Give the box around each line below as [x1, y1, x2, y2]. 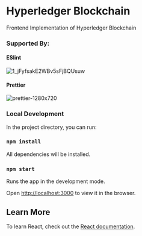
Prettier [6, 81, 26, 88]
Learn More [6, 206, 51, 217]
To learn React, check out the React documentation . [6, 223, 135, 230]
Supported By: [6, 39, 50, 48]
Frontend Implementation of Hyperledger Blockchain [6, 24, 137, 31]
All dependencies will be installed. [6, 151, 91, 158]
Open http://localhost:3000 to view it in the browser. [6, 190, 136, 197]
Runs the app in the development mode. [6, 178, 105, 185]
